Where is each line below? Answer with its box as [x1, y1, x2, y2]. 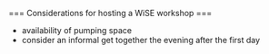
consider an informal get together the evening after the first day [21, 35, 261, 45]
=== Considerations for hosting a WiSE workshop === [8, 8, 213, 18]
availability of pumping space [21, 25, 133, 35]
